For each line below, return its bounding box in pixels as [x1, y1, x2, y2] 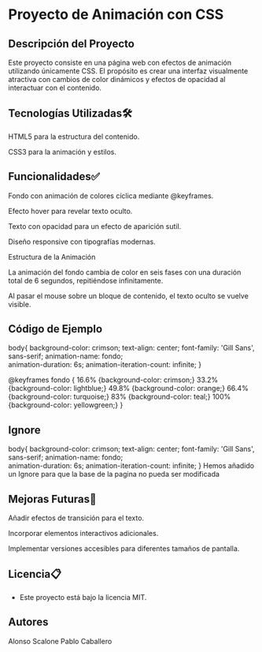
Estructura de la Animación [8, 252, 96, 261]
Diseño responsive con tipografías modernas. [8, 237, 156, 246]
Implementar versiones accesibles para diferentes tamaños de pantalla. [8, 544, 240, 553]
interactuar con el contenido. [8, 83, 102, 92]
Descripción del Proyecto [8, 37, 135, 51]
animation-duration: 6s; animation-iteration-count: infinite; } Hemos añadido [8, 461, 255, 470]
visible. [8, 299, 31, 309]
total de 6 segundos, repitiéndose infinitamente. [8, 275, 164, 285]
